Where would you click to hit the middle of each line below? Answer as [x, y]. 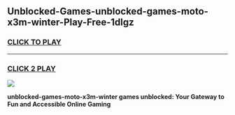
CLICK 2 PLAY [31, 68]
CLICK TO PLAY [34, 43]
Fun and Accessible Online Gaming [59, 104]
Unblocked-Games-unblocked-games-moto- [108, 11]
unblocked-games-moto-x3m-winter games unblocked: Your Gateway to [116, 96]
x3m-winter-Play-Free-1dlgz [71, 23]
